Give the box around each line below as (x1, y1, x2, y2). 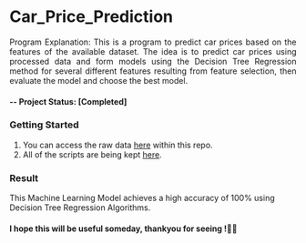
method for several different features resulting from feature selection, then (9, 66, 297, 76)
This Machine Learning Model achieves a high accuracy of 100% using (9, 193, 275, 204)
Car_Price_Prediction (9, 6, 174, 27)
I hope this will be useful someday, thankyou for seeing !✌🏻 (9, 223, 238, 234)
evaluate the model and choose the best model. (9, 75, 189, 86)
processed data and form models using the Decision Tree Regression (9, 56, 297, 66)
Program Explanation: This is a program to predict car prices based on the (9, 36, 297, 47)
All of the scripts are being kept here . (22, 148, 162, 160)
